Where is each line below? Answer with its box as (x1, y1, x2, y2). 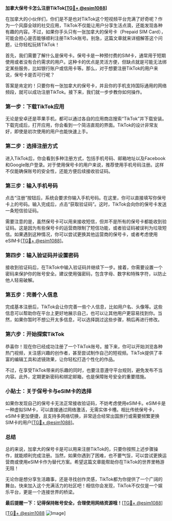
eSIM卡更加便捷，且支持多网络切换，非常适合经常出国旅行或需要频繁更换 (5, 413, 160, 419)
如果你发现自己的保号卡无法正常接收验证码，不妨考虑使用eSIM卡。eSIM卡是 (5, 400, 166, 407)
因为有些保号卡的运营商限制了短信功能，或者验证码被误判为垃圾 (27, 225, 162, 231)
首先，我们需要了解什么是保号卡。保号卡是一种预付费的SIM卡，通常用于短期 (5, 52, 166, 58)
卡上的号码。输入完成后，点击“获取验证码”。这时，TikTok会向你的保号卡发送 (5, 201, 167, 207)
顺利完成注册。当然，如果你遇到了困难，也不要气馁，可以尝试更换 (23, 452, 162, 458)
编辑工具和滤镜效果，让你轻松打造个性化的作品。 (14, 356, 118, 362)
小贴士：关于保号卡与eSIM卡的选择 (5, 387, 92, 394)
